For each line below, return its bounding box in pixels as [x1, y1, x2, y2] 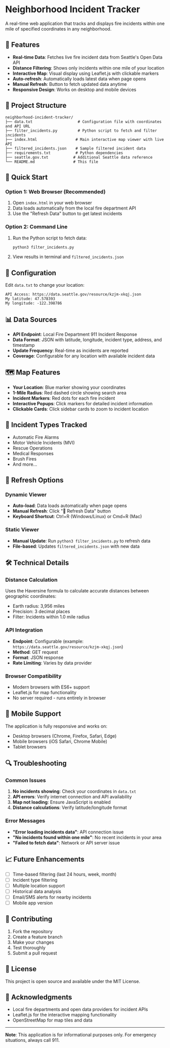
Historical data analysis [12, 888, 62, 894]
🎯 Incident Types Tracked [5, 421, 88, 429]
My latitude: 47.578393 [5, 296, 56, 302]
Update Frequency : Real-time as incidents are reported [12, 347, 129, 354]
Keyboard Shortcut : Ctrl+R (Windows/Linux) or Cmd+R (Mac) [12, 514, 142, 520]
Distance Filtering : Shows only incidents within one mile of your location [12, 65, 164, 71]
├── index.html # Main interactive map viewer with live [5, 137, 164, 142]
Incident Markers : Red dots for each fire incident [12, 395, 115, 401]
